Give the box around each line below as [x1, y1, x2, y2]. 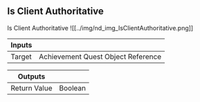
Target [10, 52, 33, 61]
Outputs [17, 72, 46, 81]
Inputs [10, 40, 33, 50]
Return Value [10, 83, 53, 92]
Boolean [58, 83, 87, 92]
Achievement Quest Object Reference [39, 52, 162, 61]
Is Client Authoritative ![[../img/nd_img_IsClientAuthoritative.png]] [7, 23, 194, 32]
